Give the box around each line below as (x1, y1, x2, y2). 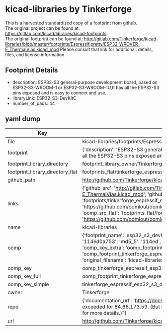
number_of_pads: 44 (12, 100, 55, 106)
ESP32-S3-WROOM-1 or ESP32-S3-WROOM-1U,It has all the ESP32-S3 (12, 84, 160, 90)
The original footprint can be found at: (5, 36, 83, 42)
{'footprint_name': (82, 232, 124, 239)
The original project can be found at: (5, 25, 80, 31)
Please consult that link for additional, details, (60, 46, 153, 52)
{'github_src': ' (82, 184, 116, 191)
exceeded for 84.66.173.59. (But (82, 303, 160, 310)
